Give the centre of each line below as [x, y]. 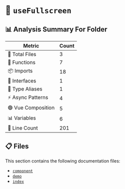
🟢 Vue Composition [31, 108]
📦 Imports [20, 71]
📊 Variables [22, 118]
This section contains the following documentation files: [63, 161]
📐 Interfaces [22, 81]
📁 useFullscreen [38, 10]
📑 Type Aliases [25, 89]
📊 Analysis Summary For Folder [56, 29]
